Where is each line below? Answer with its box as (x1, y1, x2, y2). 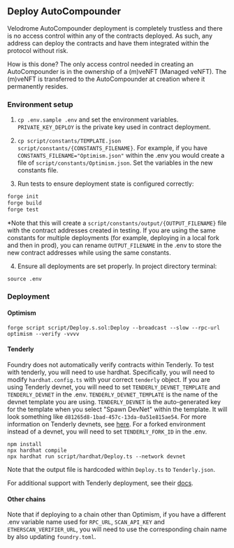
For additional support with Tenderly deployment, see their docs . (7, 479, 193, 487)
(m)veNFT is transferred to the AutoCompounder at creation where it (7, 75, 205, 83)
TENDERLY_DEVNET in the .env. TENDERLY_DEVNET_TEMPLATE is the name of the (7, 390, 218, 399)
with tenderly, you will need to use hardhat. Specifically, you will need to (7, 368, 215, 376)
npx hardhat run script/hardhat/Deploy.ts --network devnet (7, 453, 187, 460)
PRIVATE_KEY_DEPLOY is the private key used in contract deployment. (17, 123, 211, 131)
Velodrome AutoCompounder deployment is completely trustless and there (7, 24, 223, 32)
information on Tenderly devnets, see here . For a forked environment (7, 420, 206, 429)
